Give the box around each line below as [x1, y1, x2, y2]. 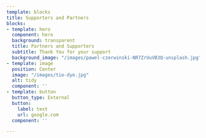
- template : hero [6, 26, 51, 33]
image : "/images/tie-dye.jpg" [12, 72, 89, 78]
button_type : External [12, 94, 70, 101]
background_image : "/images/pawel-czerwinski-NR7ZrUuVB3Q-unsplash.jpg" [12, 55, 202, 61]
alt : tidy [12, 77, 37, 83]
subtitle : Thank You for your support [12, 49, 112, 55]
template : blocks [6, 9, 51, 15]
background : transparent [12, 37, 75, 44]
